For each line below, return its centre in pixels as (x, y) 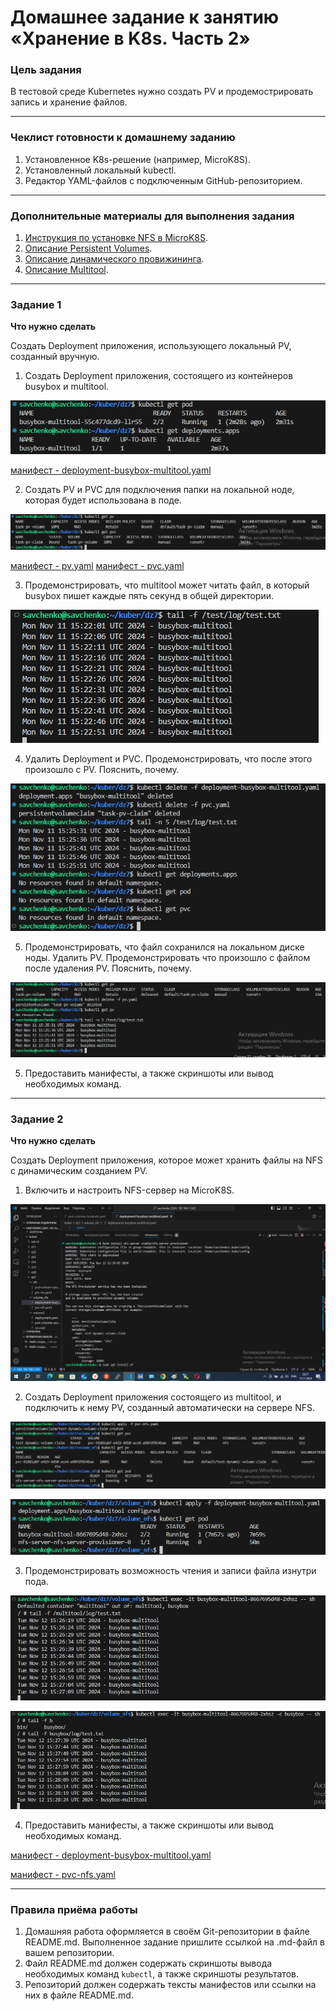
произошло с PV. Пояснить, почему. (102, 769)
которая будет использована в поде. (103, 500)
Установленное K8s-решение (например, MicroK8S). (137, 159)
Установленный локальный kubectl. (100, 170)
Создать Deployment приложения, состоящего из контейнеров (159, 376)
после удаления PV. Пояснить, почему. (108, 968)
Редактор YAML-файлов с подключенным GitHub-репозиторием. (163, 180)
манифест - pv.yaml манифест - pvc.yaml (97, 565)
